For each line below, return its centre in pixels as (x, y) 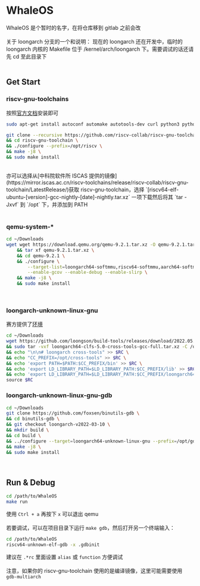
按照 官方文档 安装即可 (32, 113)
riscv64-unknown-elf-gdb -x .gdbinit (53, 545)
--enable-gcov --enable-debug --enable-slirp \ (87, 273)
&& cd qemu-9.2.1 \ (41, 256)
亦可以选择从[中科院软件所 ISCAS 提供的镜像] (62, 176)
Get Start (23, 82)
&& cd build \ (24, 435)
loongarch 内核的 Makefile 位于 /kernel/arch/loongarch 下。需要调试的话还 (97, 49)
